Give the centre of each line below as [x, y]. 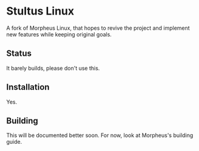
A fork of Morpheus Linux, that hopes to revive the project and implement [98, 28]
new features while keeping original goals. [59, 34]
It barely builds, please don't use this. [53, 68]
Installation [28, 87]
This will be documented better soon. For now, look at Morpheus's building [100, 135]
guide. [14, 142]
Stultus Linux [40, 11]
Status [19, 54]
